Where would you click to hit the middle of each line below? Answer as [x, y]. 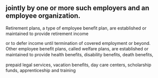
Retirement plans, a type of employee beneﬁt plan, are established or [76, 28]
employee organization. [43, 16]
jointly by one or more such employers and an [78, 8]
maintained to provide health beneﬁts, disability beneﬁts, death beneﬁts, [79, 54]
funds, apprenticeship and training [41, 70]
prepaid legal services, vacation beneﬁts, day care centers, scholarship [79, 65]
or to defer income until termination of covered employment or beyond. [78, 43]
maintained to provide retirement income [47, 34]
